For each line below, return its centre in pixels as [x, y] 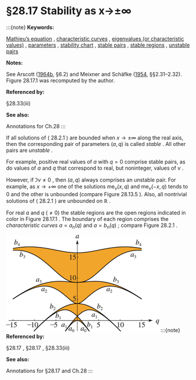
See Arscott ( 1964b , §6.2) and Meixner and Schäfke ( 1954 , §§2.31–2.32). [94, 74]
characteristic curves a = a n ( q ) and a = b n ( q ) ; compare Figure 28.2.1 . [92, 226]
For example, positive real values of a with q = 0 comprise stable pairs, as [96, 161]
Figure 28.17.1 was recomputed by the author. [61, 80]
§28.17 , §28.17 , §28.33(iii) [38, 347]
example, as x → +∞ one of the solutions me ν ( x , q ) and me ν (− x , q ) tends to [97, 187]
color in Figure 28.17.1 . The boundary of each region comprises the [87, 219]
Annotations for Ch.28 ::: [36, 126]
